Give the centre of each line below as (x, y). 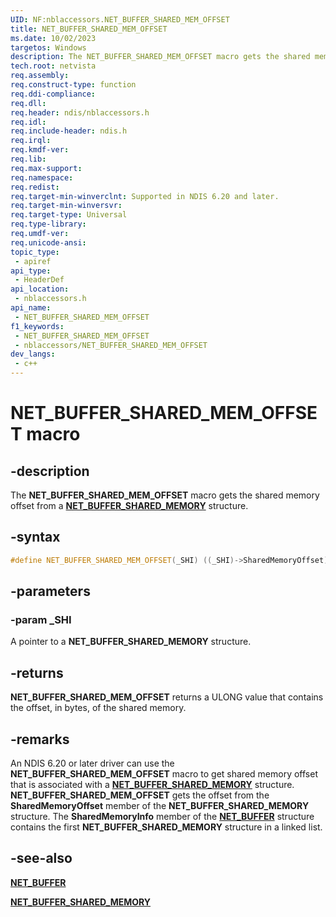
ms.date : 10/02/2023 (53, 38)
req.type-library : (48, 224)
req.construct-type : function (73, 85)
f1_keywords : (37, 326)
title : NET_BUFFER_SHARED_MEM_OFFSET (89, 29)
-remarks (40, 739)
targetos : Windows (48, 47)
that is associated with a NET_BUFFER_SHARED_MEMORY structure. (152, 784)
